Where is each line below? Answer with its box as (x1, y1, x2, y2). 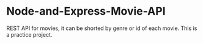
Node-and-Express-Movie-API (6, 4, 166, 18)
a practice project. (6, 31, 53, 38)
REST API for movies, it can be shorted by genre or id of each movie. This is (6, 24, 197, 32)
